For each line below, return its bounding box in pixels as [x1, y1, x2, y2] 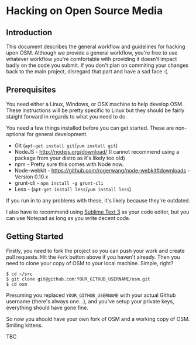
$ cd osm [6, 281, 27, 287]
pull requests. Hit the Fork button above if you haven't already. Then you [6, 253, 180, 261]
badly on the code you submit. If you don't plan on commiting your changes [6, 62, 189, 69]
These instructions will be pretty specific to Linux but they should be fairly [6, 107, 185, 114]
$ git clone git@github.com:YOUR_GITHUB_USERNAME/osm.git [6, 276, 150, 282]
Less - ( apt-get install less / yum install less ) [14, 185, 132, 192]
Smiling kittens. [6, 322, 43, 329]
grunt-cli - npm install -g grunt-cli [14, 179, 104, 186]
